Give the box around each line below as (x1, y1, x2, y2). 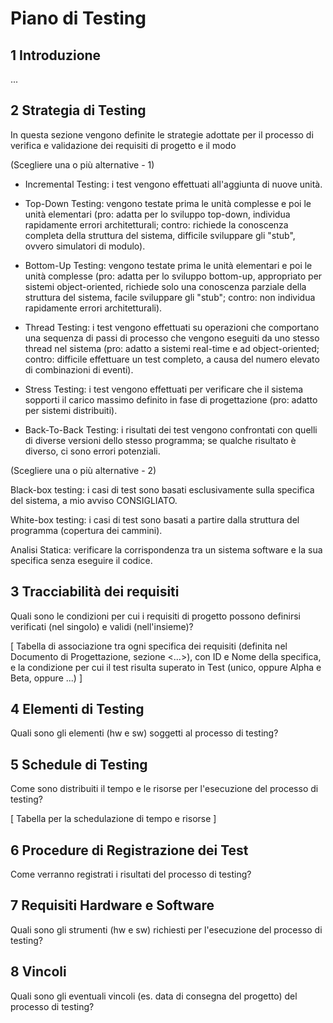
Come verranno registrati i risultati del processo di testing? (10, 868, 252, 881)
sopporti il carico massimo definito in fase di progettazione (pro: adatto (24, 393, 318, 406)
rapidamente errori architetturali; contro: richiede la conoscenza (24, 218, 289, 231)
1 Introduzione (10, 47, 102, 64)
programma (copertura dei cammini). (10, 524, 163, 536)
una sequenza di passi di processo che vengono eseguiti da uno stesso (24, 332, 320, 344)
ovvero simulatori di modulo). (24, 240, 146, 252)
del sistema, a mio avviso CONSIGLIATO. (10, 494, 178, 506)
